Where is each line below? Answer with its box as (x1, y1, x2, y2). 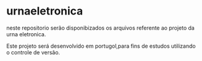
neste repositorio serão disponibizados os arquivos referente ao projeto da (6, 24, 195, 31)
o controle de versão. (6, 48, 60, 56)
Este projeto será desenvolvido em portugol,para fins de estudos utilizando (6, 42, 196, 50)
